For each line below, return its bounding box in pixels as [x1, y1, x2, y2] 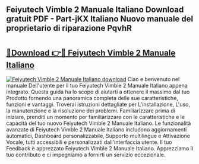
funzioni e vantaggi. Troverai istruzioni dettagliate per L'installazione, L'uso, [6, 101, 191, 108]
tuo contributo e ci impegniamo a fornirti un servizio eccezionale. [6, 151, 166, 158]
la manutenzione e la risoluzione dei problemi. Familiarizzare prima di [6, 107, 175, 114]
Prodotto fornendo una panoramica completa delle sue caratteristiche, [6, 95, 178, 101]
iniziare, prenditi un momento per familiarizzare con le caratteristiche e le [6, 114, 185, 120]
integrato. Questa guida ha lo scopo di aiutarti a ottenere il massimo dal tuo [6, 88, 190, 95]
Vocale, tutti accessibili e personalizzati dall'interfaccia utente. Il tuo [6, 139, 172, 146]
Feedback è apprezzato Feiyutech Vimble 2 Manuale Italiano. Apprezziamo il [6, 145, 194, 152]
